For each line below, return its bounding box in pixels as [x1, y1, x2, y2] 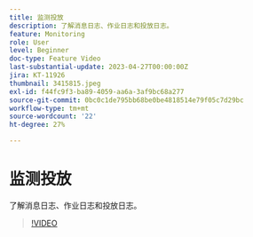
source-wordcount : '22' [9, 112, 98, 121]
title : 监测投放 [9, 12, 64, 22]
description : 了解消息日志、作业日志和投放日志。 [9, 21, 174, 30]
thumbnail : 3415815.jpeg [9, 79, 101, 88]
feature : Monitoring [9, 29, 86, 38]
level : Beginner [9, 46, 69, 55]
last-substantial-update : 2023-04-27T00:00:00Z [9, 63, 189, 72]
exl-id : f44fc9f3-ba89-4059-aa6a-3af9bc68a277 [9, 87, 185, 96]
